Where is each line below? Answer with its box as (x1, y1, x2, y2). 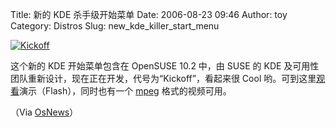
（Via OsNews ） (10, 106, 79, 118)
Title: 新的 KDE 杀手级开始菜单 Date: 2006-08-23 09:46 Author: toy (10, 9, 288, 20)
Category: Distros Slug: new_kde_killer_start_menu (10, 20, 220, 32)
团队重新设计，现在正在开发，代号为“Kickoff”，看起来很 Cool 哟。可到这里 (10, 73, 317, 84)
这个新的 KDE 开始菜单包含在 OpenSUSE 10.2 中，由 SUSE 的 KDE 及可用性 (10, 60, 320, 72)
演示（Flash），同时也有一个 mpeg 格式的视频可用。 (19, 85, 232, 97)
